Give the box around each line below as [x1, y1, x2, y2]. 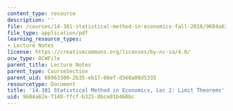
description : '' [7, 17, 54, 23]
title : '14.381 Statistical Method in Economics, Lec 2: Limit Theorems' [7, 87, 225, 94]
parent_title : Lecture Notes [7, 61, 92, 68]
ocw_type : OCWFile [7, 55, 60, 62]
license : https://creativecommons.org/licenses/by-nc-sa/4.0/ [7, 49, 191, 56]
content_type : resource [7, 10, 76, 17]
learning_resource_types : [7, 36, 82, 43]
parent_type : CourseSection [7, 68, 89, 74]
